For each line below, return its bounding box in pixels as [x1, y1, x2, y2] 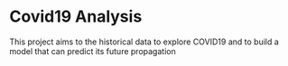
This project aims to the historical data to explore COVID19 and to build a [9, 36, 280, 47]
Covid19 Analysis [9, 6, 143, 27]
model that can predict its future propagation [9, 45, 176, 56]
